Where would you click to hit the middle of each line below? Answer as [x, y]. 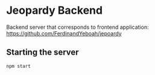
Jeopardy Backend [55, 10]
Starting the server [43, 52]
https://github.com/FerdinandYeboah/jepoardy [64, 33]
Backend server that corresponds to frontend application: [77, 27]
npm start [19, 66]
